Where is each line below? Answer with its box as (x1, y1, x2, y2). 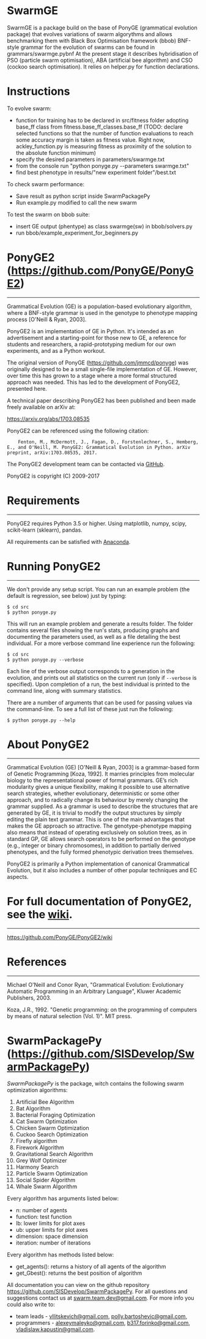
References (7, 955, 67, 968)
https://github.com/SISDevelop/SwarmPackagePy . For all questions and (7, 1288, 188, 1296)
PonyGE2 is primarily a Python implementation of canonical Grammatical (7, 860, 190, 867)
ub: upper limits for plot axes (15, 1226, 88, 1234)
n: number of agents (15, 1207, 68, 1214)
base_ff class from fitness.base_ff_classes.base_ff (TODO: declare (15, 123, 183, 130)
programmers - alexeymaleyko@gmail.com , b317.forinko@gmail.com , (15, 1319, 191, 1327)
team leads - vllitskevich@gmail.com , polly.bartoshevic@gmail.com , (15, 1313, 188, 1320)
